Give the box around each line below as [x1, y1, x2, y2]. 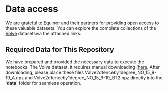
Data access [5, 3, 59, 15]
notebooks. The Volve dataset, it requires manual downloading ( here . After [5, 64, 160, 70]
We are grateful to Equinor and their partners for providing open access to [5, 20, 159, 26]
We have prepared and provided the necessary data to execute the [5, 59, 145, 65]
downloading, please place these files [5, 69, 84, 75]
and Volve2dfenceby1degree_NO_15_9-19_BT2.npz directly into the [25, 74, 163, 81]
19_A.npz [5, 74, 24, 81]
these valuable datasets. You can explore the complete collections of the [5, 25, 156, 31]
